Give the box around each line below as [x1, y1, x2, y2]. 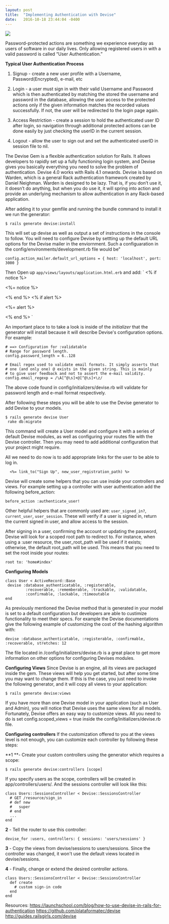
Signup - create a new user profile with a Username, [12, 70, 122, 77]
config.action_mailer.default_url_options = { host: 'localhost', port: [5, 256, 161, 261]
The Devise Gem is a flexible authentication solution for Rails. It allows [5, 153, 151, 159]
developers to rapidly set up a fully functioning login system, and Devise [5, 158, 155, 165]
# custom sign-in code [14, 884, 62, 890]
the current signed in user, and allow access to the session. [5, 518, 129, 525]
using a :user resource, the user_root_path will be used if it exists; [5, 539, 142, 545]
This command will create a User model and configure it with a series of [5, 428, 155, 434]
